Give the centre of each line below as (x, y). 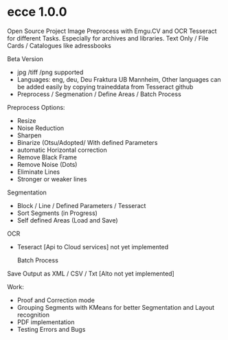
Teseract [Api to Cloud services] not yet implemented (93, 247)
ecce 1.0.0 (37, 12)
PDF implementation (46, 322)
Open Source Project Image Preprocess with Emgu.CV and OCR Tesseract (112, 31)
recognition (33, 315)
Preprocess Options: (36, 107)
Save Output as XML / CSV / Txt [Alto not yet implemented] (91, 273)
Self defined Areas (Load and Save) (67, 220)
